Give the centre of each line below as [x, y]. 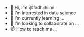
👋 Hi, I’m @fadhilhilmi [32, 8]
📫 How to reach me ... [34, 29]
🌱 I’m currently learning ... [37, 18]
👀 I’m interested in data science [43, 13]
